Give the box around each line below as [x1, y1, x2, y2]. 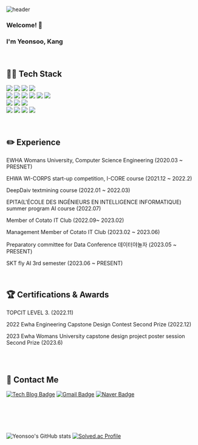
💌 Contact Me [6, 374, 59, 385]
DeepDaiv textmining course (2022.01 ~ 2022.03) [6, 186, 131, 194]
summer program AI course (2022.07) [6, 204, 101, 212]
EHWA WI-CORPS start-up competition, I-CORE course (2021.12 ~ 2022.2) [6, 174, 193, 182]
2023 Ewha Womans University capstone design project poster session [6, 332, 185, 340]
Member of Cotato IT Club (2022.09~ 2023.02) [6, 216, 125, 224]
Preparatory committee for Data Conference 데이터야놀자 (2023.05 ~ [6, 241, 177, 248]
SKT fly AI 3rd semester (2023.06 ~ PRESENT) [6, 259, 123, 267]
